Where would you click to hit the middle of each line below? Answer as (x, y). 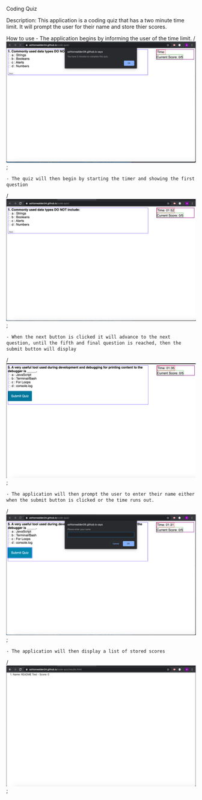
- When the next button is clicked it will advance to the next (88, 337)
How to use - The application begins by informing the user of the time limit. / (101, 38)
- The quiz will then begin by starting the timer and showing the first (101, 179)
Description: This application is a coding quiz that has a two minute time (95, 20)
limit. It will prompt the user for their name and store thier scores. (87, 27)
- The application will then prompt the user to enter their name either (101, 494)
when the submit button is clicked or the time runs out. (80, 500)
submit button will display (41, 349)
